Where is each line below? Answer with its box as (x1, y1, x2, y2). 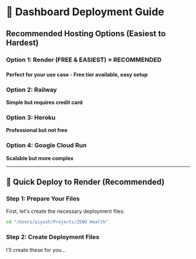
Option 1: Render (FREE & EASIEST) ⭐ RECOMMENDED (6, 56, 162, 64)
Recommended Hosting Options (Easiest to (6, 29, 166, 39)
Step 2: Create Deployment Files (6, 233, 100, 241)
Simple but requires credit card (6, 99, 83, 106)
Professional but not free (6, 127, 68, 134)
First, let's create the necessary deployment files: (6, 208, 125, 215)
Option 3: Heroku (6, 113, 56, 122)
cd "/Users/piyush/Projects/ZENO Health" (6, 219, 108, 225)
